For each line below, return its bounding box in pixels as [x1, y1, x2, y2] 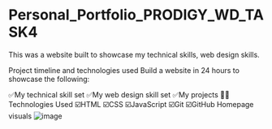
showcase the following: [8, 74, 90, 84]
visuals [8, 111, 32, 121]
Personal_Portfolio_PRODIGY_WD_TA [8, 6, 264, 24]
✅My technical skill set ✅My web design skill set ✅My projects [8, 89, 219, 99]
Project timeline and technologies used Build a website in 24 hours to [8, 65, 240, 75]
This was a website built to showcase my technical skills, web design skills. [8, 49, 260, 59]
